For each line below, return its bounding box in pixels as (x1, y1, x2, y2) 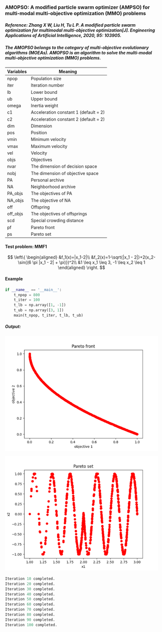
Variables (7, 69, 27, 74)
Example (5, 276, 23, 282)
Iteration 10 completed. (5, 576, 55, 581)
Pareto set (31, 231, 51, 237)
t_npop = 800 (14, 292, 40, 298)
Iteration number (31, 82, 65, 88)
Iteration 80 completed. (5, 612, 55, 617)
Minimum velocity (31, 137, 66, 142)
